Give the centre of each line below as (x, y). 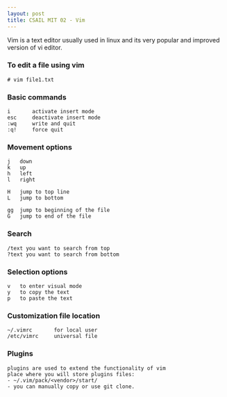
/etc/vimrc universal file (52, 337)
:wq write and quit (42, 124)
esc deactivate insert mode (54, 118)
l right (22, 180)
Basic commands (37, 97)
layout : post (26, 14)
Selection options (37, 272)
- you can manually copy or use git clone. (71, 387)
